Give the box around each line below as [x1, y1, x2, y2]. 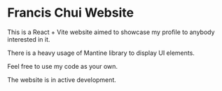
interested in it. [7, 35, 50, 43]
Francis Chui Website [7, 5, 134, 21]
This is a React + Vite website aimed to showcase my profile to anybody [7, 28, 215, 36]
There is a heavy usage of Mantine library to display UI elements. [7, 49, 195, 57]
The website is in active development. [7, 75, 117, 84]
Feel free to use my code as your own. [7, 62, 118, 70]
